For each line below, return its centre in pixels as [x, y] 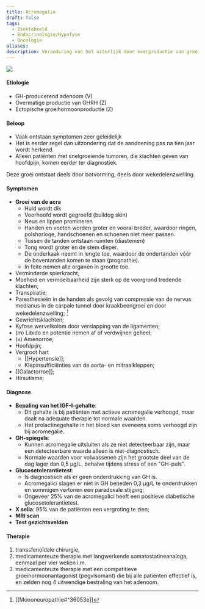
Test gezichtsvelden [41, 522]
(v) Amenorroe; [34, 339]
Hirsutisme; [30, 378]
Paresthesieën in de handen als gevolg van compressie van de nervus [103, 299]
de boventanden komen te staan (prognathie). [82, 261]
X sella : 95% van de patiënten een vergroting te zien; [82, 510]
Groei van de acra [38, 202]
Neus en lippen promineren [59, 222]
